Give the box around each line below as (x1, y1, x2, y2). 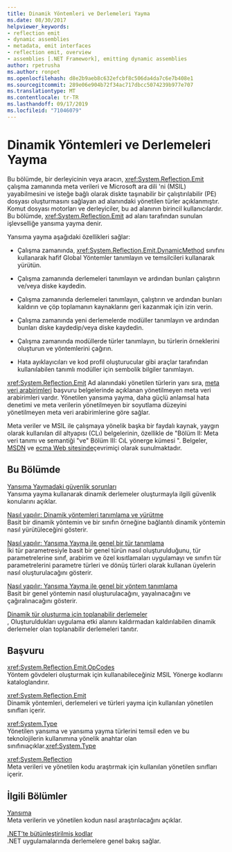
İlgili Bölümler (7, 790, 68, 802)
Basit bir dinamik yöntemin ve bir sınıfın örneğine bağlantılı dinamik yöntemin (7, 518, 226, 526)
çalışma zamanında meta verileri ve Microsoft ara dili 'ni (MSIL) (7, 182, 187, 190)
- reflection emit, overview (7, 49, 91, 56)
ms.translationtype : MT (7, 88, 76, 95)
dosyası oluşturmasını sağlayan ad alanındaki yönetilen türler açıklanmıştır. (7, 197, 220, 205)
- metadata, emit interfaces (7, 42, 91, 49)
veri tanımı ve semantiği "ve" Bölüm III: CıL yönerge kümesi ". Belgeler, (7, 436, 208, 445)
